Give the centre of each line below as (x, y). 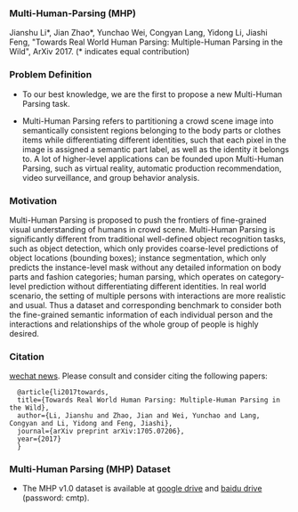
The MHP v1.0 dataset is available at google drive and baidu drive (142, 489)
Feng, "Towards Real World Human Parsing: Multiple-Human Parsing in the (146, 42)
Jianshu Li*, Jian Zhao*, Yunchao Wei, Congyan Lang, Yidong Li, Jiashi (139, 33)
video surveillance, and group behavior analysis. (111, 177)
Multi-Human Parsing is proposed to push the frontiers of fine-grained (138, 220)
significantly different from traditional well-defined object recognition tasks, (148, 239)
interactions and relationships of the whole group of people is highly (134, 324)
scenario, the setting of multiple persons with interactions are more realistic (148, 296)
